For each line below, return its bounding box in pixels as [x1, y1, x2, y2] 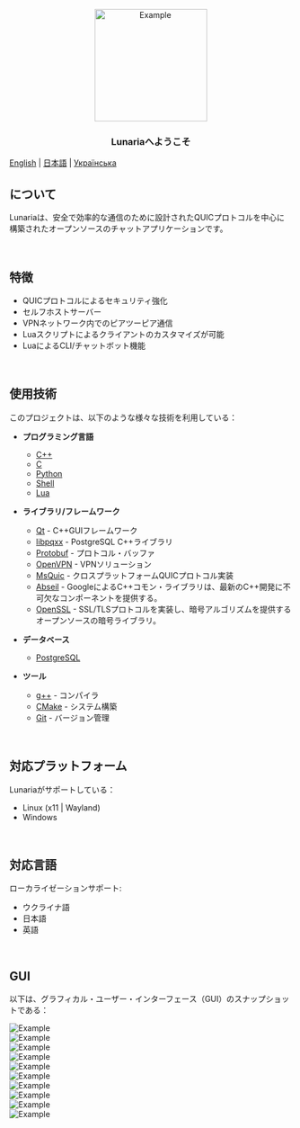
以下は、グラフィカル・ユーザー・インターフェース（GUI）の [9, 994, 235, 1005]
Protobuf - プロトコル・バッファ [35, 547, 155, 558]
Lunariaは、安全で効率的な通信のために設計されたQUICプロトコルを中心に [9, 212, 286, 223]
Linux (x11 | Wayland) [22, 801, 101, 813]
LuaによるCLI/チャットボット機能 [22, 340, 146, 351]
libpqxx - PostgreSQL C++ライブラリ [35, 536, 173, 547]
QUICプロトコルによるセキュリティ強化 [22, 295, 168, 306]
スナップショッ [234, 994, 290, 1005]
